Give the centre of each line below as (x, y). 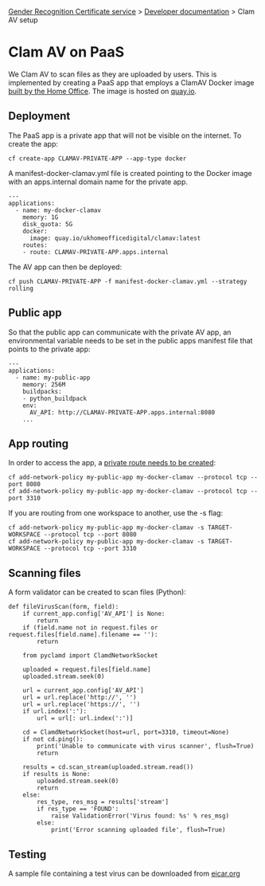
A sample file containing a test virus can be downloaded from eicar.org (124, 873)
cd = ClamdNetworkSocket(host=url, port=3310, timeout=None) (126, 732)
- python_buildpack (55, 398)
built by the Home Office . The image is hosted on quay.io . (103, 91)
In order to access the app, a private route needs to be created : (112, 463)
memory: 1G (41, 217)
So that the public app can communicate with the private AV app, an (120, 332)
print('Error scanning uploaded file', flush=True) (138, 830)
